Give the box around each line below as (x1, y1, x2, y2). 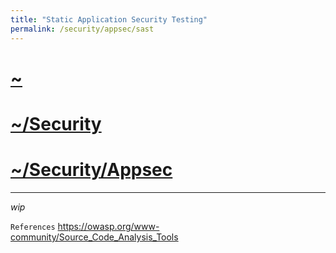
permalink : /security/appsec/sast (10, 24, 155, 34)
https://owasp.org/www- (57, 220, 160, 232)
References (10, 222, 56, 232)
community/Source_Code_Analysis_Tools (10, 231, 179, 243)
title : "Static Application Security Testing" (10, 14, 208, 25)
